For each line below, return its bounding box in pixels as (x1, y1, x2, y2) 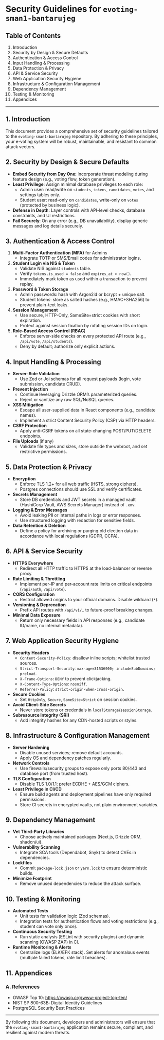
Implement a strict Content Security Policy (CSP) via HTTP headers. (19, 417, 156, 424)
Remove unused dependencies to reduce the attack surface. (19, 881, 142, 886)
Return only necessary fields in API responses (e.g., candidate (19, 617, 145, 623)
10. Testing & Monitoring (5, 895, 81, 903)
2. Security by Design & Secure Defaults (5, 158, 129, 166)
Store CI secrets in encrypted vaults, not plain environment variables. (19, 801, 159, 808)
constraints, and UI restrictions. (12, 212, 76, 218)
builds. (19, 870, 34, 876)
